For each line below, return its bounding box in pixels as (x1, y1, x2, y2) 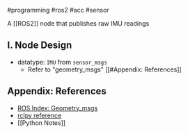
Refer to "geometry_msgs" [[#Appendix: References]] (27, 65, 182, 74)
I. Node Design (7, 40, 72, 51)
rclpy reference (17, 111, 62, 119)
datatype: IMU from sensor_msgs (17, 58, 108, 66)
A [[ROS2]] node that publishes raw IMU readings (7, 19, 150, 27)
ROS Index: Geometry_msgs (17, 103, 98, 112)
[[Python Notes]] (17, 118, 66, 127)
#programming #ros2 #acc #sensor (7, 6, 109, 14)
